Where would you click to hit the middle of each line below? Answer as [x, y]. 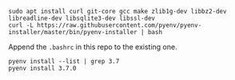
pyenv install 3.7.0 [43, 68]
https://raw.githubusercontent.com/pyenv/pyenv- [119, 25]
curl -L [21, 25]
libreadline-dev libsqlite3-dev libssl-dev [82, 18]
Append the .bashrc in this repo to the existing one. [93, 47]
